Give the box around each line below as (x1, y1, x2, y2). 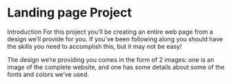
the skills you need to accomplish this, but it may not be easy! (7, 42, 183, 50)
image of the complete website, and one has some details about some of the (7, 63, 225, 71)
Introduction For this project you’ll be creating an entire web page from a (7, 28, 214, 36)
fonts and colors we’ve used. (7, 70, 90, 78)
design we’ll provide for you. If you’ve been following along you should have (7, 34, 223, 43)
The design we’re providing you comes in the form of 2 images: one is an (7, 55, 214, 63)
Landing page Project (7, 5, 132, 21)
